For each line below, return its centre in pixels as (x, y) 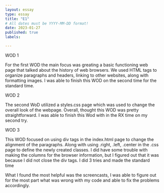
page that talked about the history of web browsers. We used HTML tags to (81, 70)
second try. (17, 120)
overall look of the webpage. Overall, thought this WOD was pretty (72, 110)
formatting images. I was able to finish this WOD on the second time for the (81, 80)
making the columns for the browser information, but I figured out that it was (82, 155)
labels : (13, 37)
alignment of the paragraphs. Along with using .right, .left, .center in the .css (82, 144)
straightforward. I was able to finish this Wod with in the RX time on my (76, 115)
